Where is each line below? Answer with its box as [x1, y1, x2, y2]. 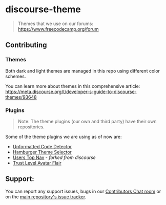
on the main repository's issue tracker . [5, 193, 87, 200]
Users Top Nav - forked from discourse [12, 154, 96, 161]
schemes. [5, 73, 26, 79]
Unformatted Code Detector [12, 143, 72, 149]
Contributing [5, 41, 47, 50]
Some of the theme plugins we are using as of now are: [5, 133, 122, 140]
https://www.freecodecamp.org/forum [17, 26, 99, 32]
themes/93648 [5, 94, 37, 100]
